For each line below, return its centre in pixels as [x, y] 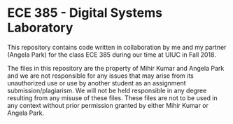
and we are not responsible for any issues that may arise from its [100, 76]
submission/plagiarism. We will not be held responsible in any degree [107, 90]
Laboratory [40, 28]
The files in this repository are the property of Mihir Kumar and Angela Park [116, 68]
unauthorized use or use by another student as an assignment [97, 83]
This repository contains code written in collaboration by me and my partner [117, 47]
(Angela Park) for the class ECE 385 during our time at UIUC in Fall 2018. [112, 55]
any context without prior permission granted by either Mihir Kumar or [108, 105]
